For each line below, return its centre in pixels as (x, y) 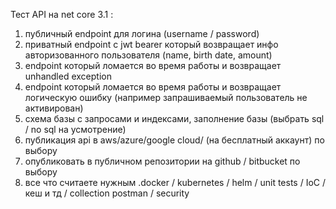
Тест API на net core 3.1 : (62, 14)
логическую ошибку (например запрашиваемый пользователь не (166, 97)
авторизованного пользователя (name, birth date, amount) (148, 55)
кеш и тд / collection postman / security (107, 193)
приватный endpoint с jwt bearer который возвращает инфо (151, 44)
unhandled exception (68, 76)
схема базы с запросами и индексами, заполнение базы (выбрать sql (174, 118)
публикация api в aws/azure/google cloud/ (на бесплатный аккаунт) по (174, 140)
